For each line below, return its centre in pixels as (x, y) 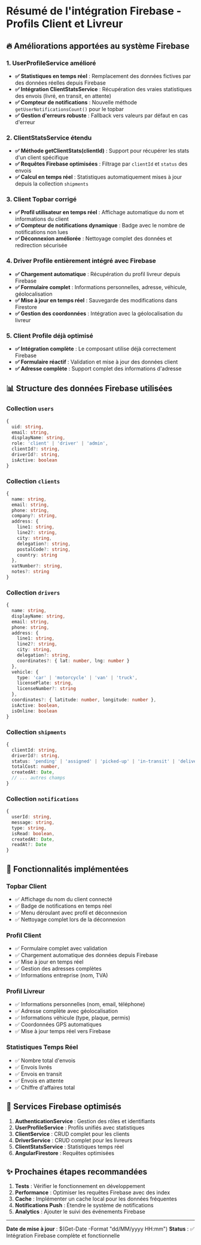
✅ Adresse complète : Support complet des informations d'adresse (98, 369)
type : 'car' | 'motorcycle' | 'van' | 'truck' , (77, 677)
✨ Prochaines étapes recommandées (77, 1171)
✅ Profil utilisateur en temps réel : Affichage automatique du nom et (99, 212)
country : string (37, 555)
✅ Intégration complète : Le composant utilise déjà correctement (95, 349)
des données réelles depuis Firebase (60, 83)
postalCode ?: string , (44, 549)
